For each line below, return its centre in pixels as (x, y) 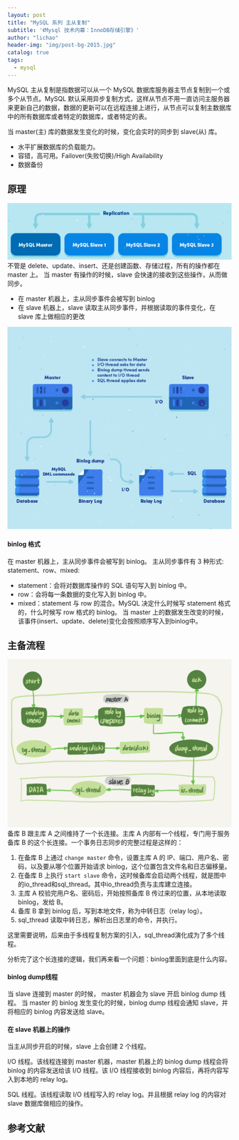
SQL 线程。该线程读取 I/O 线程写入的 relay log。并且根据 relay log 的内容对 (117, 1094)
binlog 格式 (24, 544)
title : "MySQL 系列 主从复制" (49, 22)
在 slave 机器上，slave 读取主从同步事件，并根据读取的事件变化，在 (116, 308)
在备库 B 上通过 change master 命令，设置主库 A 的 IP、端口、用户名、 (120, 857)
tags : (15, 61)
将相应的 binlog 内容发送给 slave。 (58, 1012)
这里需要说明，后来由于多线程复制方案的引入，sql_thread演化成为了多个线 (116, 935)
